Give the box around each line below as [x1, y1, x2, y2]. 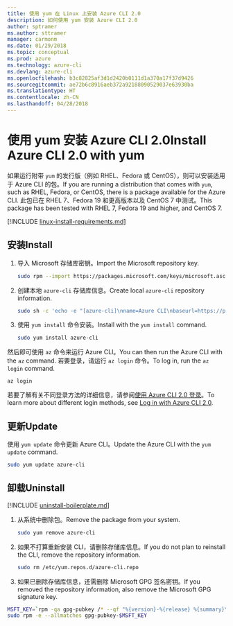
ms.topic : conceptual [7, 49, 70, 56]
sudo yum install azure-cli [17, 334, 98, 342]
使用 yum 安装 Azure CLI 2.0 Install [7, 132, 207, 148]
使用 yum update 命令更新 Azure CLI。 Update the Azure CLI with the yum [7, 440, 212, 449]
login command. [7, 365, 55, 373]
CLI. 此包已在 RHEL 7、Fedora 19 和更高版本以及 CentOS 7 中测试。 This [7, 195, 213, 205]
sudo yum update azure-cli [7, 462, 85, 469]
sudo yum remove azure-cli [17, 529, 96, 536]
